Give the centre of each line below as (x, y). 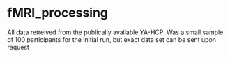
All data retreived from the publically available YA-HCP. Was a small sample (115, 32)
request (18, 47)
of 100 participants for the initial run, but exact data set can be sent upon (112, 39)
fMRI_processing (58, 13)
